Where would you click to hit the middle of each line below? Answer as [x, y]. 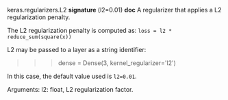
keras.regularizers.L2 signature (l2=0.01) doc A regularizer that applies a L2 [114, 10]
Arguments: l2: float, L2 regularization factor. [70, 89]
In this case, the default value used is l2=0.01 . [72, 76]
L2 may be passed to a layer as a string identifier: [77, 50]
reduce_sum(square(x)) [39, 37]
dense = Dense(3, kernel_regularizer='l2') [117, 63]
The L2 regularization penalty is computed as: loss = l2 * [90, 30]
